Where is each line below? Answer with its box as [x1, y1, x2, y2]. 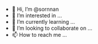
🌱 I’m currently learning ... [11, 18, 75, 25]
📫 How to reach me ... [11, 32, 67, 38]
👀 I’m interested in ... [11, 12, 62, 19]
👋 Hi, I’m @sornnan [11, 6, 59, 12]
